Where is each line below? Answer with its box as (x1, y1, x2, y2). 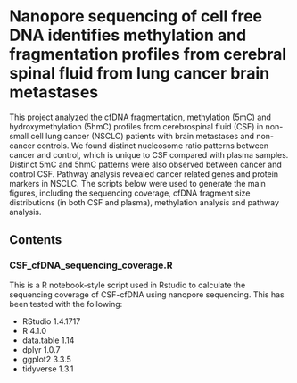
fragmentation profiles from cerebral (9, 45, 287, 64)
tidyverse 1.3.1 (21, 363, 74, 374)
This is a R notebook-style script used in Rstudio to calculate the (9, 279, 246, 290)
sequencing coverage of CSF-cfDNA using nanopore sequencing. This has (9, 288, 285, 300)
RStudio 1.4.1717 (21, 315, 81, 327)
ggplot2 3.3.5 (21, 354, 71, 364)
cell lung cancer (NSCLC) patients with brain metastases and (30, 130, 254, 141)
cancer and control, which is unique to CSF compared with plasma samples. (9, 149, 289, 160)
